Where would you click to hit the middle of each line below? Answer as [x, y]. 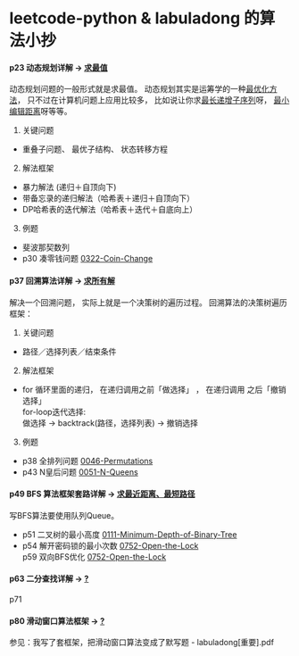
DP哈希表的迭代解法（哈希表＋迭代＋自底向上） [110, 210]
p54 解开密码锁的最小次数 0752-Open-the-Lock [110, 545]
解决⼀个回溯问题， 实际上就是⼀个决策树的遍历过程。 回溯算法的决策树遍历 [148, 302]
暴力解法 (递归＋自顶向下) [69, 187]
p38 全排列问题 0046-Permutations [87, 461]
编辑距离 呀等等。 [41, 112]
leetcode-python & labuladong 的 [135, 18]
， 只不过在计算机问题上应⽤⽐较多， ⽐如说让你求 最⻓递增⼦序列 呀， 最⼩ [154, 100]
